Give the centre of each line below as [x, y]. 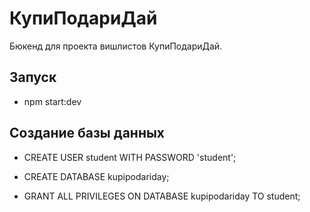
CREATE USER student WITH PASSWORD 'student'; [130, 157]
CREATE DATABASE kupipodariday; [96, 176]
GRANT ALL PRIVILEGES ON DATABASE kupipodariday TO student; [162, 196]
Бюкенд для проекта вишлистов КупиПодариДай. [116, 46]
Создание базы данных [87, 133]
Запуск [33, 77]
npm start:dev [52, 101]
